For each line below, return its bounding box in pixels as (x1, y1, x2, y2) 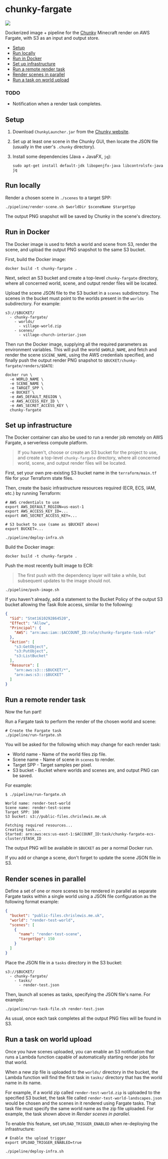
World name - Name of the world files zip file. (12, 751, 107, 758)
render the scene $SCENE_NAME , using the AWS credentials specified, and (5, 352, 154, 358)
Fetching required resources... (5, 823, 73, 828)
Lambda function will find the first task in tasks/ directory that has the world (5, 1074, 162, 1080)
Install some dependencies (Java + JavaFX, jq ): (12, 153, 112, 159)
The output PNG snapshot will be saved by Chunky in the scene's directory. (5, 213, 161, 219)
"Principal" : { (10, 625, 42, 631)
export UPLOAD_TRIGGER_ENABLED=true (5, 1140, 82, 1145)
